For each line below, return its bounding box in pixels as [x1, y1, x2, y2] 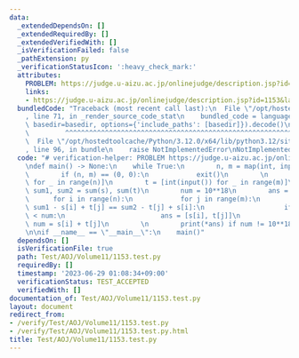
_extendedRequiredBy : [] [17, 29, 109, 38]
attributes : [17, 71, 62, 80]
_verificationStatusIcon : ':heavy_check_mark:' [17, 63, 198, 72]
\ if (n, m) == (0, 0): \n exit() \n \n [25, 170, 269, 179]
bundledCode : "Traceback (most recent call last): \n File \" [17, 104, 253, 113]
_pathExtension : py [17, 54, 90, 63]
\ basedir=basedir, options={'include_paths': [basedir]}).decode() [25, 121, 285, 130]
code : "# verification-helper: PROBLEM [17, 153, 166, 163]
